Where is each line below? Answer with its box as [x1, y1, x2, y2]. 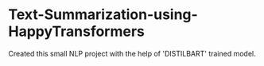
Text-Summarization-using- [8, 6, 199, 24]
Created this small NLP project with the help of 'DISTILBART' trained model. [8, 49, 256, 58]
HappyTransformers [8, 22, 146, 41]
